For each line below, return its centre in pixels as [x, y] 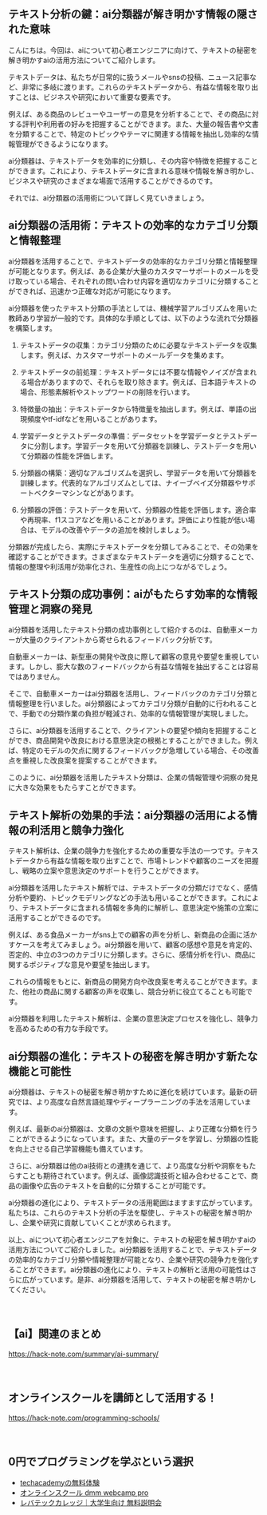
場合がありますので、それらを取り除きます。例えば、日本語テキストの [141, 382]
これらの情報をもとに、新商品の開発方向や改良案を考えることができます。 [130, 982]
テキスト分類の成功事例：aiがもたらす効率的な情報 [133, 595]
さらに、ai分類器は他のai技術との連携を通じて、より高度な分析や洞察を [125, 1166]
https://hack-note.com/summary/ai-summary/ [84, 1354]
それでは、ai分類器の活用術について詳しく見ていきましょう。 [108, 197]
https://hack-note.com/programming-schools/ [84, 1418]
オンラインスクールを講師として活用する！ [113, 1398]
